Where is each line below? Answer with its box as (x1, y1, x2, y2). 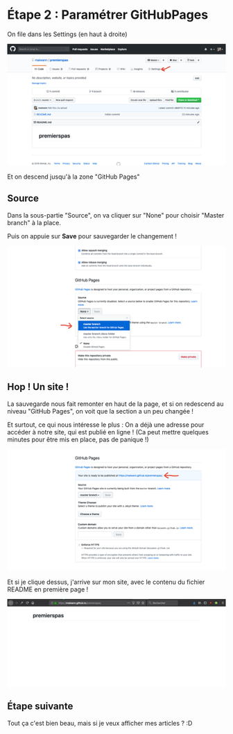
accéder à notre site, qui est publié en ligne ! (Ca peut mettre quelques (7, 427, 209, 436)
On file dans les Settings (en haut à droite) (7, 30, 128, 38)
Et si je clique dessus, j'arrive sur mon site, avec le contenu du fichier (7, 578, 205, 586)
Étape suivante (7, 701, 74, 712)
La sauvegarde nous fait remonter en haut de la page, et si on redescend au (7, 400, 224, 408)
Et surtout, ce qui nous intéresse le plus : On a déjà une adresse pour (7, 421, 205, 429)
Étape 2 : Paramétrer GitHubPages (7, 7, 209, 23)
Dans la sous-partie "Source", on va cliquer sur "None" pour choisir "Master (7, 211, 225, 219)
